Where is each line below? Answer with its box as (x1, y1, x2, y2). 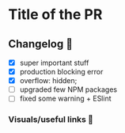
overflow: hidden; (19, 76, 78, 85)
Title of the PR (8, 6, 103, 24)
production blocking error (19, 67, 104, 77)
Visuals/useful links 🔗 (8, 114, 93, 125)
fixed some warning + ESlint (19, 93, 112, 104)
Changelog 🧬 (8, 37, 74, 51)
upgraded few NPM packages (19, 85, 117, 94)
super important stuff (19, 58, 89, 67)
